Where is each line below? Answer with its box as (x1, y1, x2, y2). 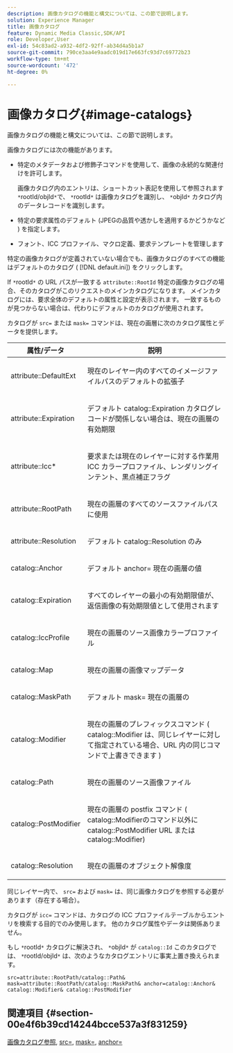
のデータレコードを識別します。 (17, 201, 109, 209)
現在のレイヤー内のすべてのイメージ (87, 366, 205, 376)
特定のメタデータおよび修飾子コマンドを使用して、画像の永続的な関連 (17, 161, 218, 169)
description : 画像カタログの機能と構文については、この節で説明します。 (7, 10, 192, 17)
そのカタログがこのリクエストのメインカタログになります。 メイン (19, 287, 209, 295)
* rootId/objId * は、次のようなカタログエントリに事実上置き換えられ (20, 951, 214, 960)
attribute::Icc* (10, 461, 57, 471)
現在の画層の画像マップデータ (87, 665, 185, 675)
